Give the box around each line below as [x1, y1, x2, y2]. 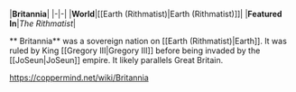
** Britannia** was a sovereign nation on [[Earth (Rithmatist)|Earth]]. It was [9, 36, 287, 46]
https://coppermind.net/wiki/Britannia [9, 72, 149, 83]
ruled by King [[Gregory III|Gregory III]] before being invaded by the [9, 45, 261, 56]
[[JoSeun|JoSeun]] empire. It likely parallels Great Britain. [9, 55, 224, 65]
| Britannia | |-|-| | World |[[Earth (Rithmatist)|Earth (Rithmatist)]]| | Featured [9, 9, 282, 19]
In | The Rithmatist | [9, 18, 77, 29]
